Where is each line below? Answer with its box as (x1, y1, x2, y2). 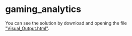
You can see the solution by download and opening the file (5, 20, 127, 26)
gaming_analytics (5, 3, 82, 15)
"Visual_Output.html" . (5, 25, 49, 31)
